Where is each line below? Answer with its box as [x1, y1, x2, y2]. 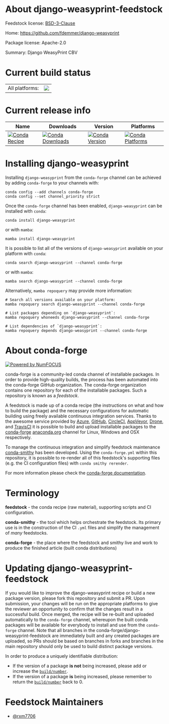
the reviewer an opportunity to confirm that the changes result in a [5, 606, 143, 612]
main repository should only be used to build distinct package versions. [5, 643, 153, 649]
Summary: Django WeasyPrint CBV [5, 49, 78, 55]
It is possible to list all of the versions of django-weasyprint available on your [5, 245, 163, 251]
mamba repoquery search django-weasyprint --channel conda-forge [5, 302, 145, 307]
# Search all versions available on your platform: [5, 297, 116, 302]
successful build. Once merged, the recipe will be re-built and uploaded [5, 611, 154, 617]
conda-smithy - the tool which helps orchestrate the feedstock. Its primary [5, 519, 161, 525]
